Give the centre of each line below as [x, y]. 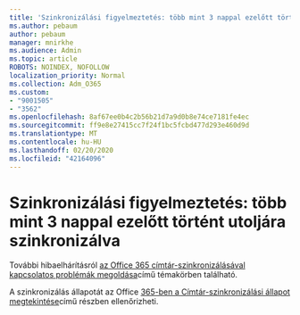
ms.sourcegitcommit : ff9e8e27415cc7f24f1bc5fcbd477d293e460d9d [129, 126]
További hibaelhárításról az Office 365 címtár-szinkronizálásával [127, 265]
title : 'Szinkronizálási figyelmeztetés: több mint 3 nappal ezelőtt [142, 17]
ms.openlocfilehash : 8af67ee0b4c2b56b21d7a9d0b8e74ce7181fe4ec [129, 117]
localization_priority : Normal [67, 76]
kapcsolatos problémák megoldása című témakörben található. [124, 275]
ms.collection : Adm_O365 [55, 84]
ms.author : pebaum [43, 26]
